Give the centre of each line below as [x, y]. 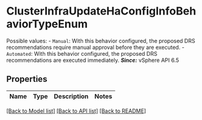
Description [71, 96]
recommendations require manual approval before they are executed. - [96, 47]
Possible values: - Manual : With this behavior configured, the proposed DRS [101, 41]
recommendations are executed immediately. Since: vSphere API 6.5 [93, 60]
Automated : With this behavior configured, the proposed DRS [82, 53]
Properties [27, 79]
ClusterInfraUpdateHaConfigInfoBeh [101, 11]
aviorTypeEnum [47, 24]
